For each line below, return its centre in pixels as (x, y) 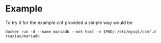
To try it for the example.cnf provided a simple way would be (69, 22)
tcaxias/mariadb (22, 36)
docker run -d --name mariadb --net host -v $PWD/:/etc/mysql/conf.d (81, 31)
